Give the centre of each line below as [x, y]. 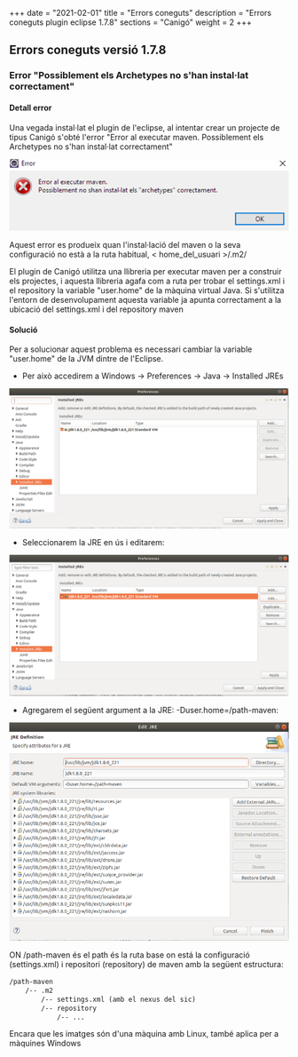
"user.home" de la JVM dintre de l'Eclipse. [86, 359]
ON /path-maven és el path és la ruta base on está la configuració [129, 955]
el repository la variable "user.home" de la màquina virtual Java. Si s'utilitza [147, 290]
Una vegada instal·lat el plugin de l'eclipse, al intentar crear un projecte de [145, 127]
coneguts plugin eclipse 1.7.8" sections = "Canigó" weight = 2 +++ [131, 22]
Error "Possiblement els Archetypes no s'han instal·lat [129, 75]
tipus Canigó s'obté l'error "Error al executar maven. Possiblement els [137, 137]
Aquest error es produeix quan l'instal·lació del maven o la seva [125, 244]
